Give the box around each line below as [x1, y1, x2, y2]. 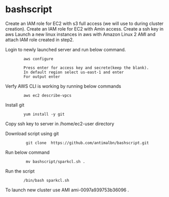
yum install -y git [23, 111, 65, 117]
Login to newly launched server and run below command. [5, 46, 126, 52]
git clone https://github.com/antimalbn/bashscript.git [25, 140, 149, 146]
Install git [5, 102, 24, 108]
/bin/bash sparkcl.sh [23, 178, 70, 183]
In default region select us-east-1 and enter [23, 70, 124, 75]
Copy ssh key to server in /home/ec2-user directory [5, 121, 115, 127]
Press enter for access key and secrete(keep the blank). [23, 65, 149, 70]
